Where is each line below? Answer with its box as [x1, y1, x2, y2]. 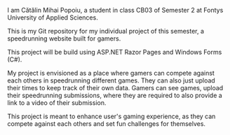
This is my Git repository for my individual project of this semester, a [7, 27, 205, 35]
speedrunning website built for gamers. [7, 34, 121, 43]
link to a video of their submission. [7, 99, 107, 107]
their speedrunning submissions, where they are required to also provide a [7, 91, 222, 99]
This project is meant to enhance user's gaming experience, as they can [7, 112, 216, 120]
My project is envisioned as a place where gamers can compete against [7, 69, 215, 77]
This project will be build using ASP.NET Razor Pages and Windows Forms [7, 48, 222, 56]
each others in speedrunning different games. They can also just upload [7, 76, 215, 85]
